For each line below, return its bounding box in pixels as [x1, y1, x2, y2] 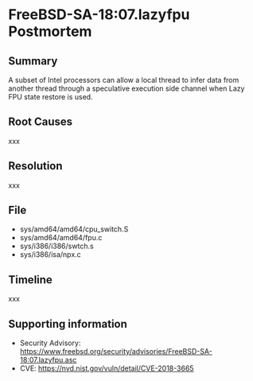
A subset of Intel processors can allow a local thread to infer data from [8, 76, 239, 84]
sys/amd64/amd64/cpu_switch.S [19, 224, 129, 234]
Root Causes [8, 115, 73, 129]
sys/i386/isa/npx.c [19, 250, 81, 259]
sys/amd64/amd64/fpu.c [19, 233, 103, 243]
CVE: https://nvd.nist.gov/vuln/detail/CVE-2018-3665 [19, 364, 194, 373]
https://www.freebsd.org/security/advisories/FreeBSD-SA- [19, 347, 212, 356]
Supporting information [8, 317, 127, 331]
